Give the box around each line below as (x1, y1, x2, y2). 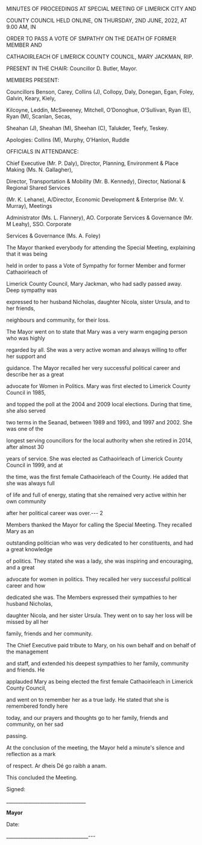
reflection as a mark (6, 751, 56, 757)
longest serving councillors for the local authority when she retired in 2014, (6, 437, 193, 444)
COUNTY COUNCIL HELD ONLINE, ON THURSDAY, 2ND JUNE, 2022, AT (6, 17, 188, 24)
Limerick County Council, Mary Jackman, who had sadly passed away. (6, 280, 182, 287)
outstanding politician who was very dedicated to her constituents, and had (6, 539, 194, 546)
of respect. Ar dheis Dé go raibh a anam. (6, 762, 107, 769)
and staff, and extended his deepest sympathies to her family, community (6, 660, 189, 667)
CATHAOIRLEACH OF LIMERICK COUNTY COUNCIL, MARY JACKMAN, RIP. (6, 53, 194, 60)
